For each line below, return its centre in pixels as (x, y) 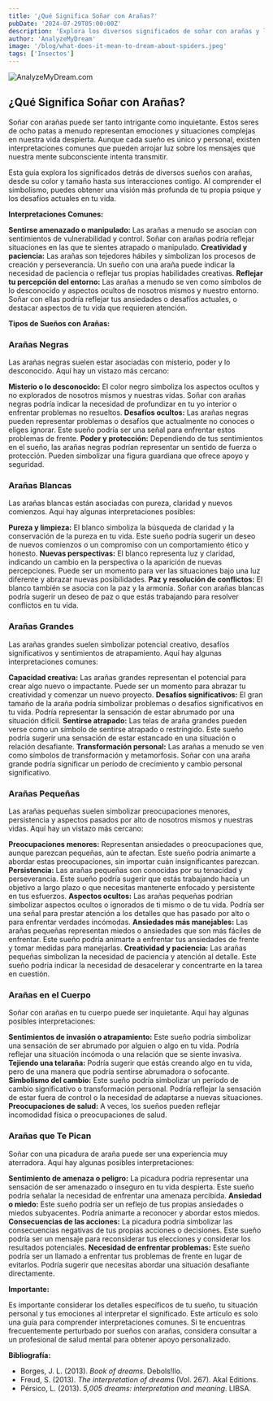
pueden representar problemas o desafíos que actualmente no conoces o (132, 421)
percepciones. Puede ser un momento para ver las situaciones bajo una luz (134, 571)
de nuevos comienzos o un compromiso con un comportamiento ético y (129, 545)
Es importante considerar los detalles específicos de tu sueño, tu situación (133, 1305)
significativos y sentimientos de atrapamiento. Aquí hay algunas (115, 652)
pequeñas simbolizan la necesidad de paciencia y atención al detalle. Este (132, 956)
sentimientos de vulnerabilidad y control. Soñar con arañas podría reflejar (131, 238)
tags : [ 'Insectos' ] (41, 54)
